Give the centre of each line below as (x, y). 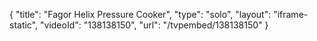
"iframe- (291, 14)
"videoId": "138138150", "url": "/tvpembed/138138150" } (154, 25)
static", (24, 25)
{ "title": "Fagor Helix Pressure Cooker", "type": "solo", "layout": (140, 14)
